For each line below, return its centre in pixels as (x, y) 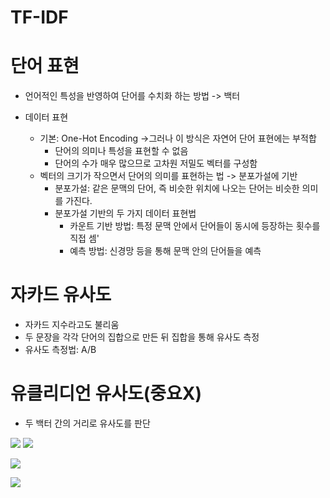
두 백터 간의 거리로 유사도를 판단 (87, 423)
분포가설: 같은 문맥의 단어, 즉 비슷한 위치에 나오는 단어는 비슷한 (177, 188)
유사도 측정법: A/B (60, 350)
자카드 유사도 (61, 295)
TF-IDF (39, 17)
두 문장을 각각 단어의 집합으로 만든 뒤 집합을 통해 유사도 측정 (142, 337)
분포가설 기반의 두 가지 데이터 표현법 (125, 213)
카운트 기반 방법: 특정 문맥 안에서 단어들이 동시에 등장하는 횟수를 (195, 226)
